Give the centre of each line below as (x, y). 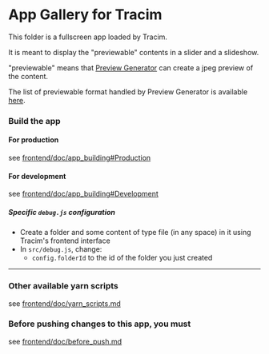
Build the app (35, 121)
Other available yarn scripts (63, 286)
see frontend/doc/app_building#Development (83, 194)
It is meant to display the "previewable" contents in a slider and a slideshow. (134, 52)
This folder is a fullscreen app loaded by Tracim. (88, 37)
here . (17, 100)
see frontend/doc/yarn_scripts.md (65, 303)
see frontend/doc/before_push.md (65, 341)
